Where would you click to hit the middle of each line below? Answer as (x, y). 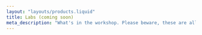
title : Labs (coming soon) (40, 17)
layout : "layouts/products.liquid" (51, 12)
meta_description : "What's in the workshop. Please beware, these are (96, 23)
